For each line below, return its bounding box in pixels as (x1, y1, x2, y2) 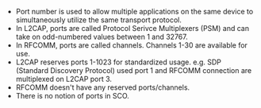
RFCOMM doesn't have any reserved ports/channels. (15, 83, 190, 92)
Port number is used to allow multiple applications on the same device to (15, 7, 254, 16)
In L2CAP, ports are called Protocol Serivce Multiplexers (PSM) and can (15, 24, 250, 33)
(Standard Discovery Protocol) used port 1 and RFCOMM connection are (15, 66, 252, 75)
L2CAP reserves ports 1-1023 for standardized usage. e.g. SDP (15, 57, 222, 67)
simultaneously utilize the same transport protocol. (15, 15, 182, 25)
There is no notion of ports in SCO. (15, 91, 129, 100)
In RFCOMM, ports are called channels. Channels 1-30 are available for (15, 40, 248, 50)
